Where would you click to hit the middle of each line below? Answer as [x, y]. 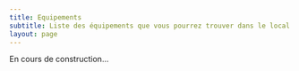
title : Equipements [46, 17]
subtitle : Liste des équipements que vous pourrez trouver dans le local [150, 26]
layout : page [34, 34]
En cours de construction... [59, 59]
